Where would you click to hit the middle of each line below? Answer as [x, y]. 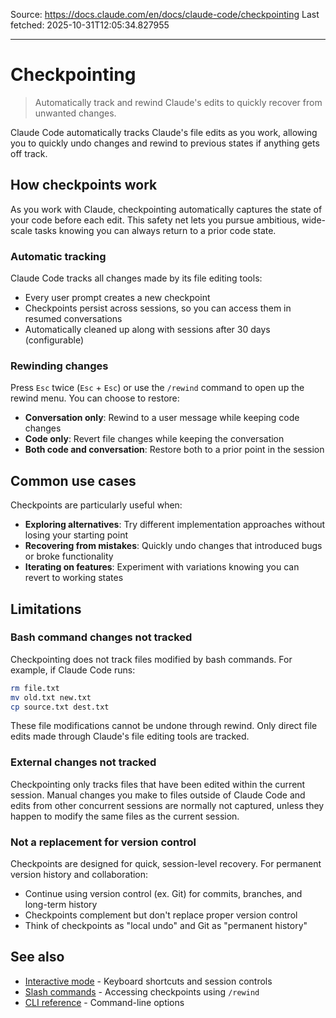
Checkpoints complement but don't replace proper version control [161, 915]
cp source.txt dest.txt [60, 707]
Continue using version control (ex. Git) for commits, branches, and [163, 894]
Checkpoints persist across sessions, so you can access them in [158, 308]
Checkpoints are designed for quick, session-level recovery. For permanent [166, 864]
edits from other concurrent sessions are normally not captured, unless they [167, 805]
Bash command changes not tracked [101, 637]
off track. [29, 153]
